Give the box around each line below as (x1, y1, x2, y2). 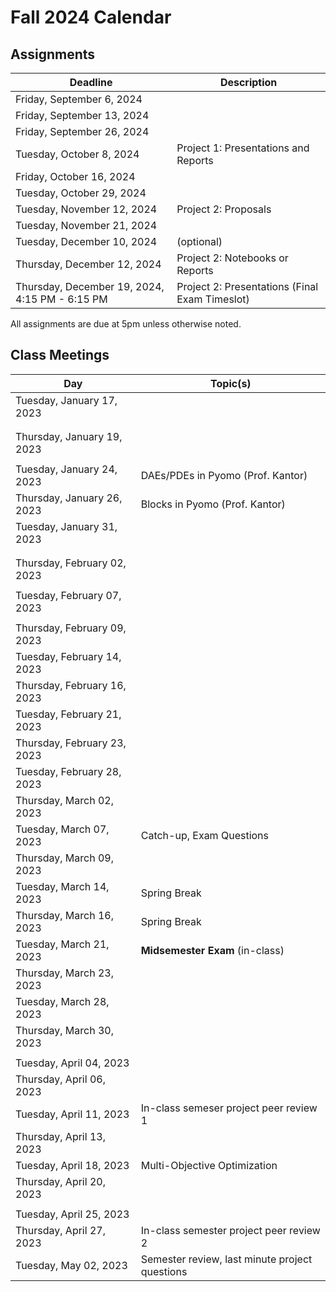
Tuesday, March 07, (15, 822, 110, 836)
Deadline (69, 76, 113, 89)
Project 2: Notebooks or (176, 251, 289, 265)
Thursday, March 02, (15, 793, 114, 807)
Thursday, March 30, (15, 1023, 114, 1037)
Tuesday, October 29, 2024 (15, 186, 147, 200)
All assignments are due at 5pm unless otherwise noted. (10, 318, 242, 330)
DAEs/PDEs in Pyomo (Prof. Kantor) (140, 468, 308, 482)
